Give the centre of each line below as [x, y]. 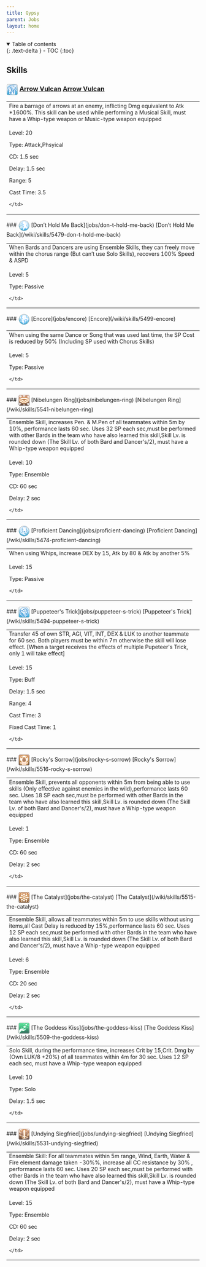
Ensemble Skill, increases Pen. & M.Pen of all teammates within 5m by [97, 422]
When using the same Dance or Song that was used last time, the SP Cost [102, 334]
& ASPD [19, 261]
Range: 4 [20, 703]
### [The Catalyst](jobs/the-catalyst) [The [67, 897]
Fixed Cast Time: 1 [32, 727]
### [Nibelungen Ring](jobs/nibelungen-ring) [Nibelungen [86, 400]
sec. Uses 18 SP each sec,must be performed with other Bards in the [96, 795]
